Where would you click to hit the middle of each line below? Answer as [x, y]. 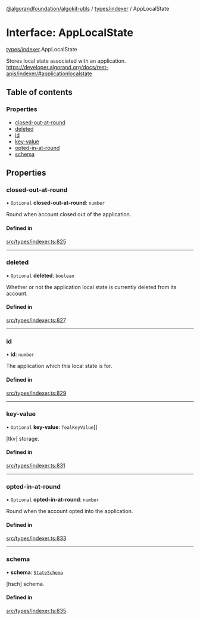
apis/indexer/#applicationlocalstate [49, 73]
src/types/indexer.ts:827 [36, 320]
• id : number [20, 354]
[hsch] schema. [25, 584]
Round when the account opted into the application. [70, 511]
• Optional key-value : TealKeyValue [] [52, 427]
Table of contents [39, 92]
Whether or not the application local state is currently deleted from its [91, 287]
